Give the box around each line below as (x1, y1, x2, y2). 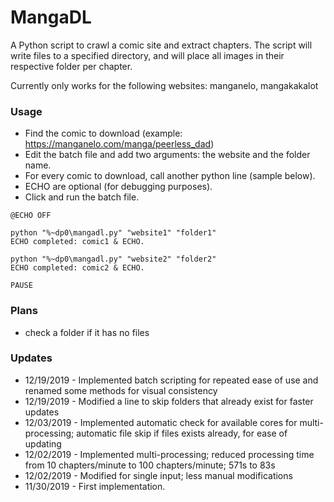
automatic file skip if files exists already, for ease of (76, 427, 288, 439)
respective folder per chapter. (10, 60, 133, 72)
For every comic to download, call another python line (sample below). (24, 170, 316, 182)
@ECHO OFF (10, 211, 52, 221)
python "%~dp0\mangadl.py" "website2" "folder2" (10, 254, 217, 265)
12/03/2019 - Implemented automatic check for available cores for (24, 416, 298, 428)
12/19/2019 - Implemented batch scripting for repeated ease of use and (24, 374, 319, 386)
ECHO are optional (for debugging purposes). (24, 181, 213, 193)
